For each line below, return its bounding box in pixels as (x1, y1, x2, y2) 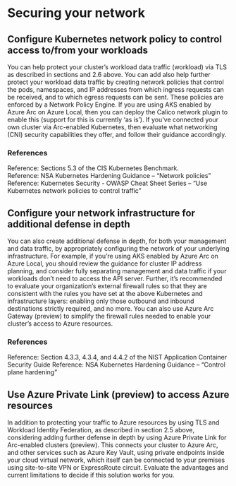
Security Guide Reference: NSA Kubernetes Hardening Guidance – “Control (7, 360, 225, 369)
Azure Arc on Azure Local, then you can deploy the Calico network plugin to (7, 108, 228, 116)
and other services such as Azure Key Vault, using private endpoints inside (7, 449, 225, 457)
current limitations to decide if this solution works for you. (7, 471, 175, 480)
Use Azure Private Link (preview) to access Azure (7, 389, 230, 401)
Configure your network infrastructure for (7, 207, 196, 219)
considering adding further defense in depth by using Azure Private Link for (7, 433, 227, 442)
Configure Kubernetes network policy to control (7, 33, 223, 45)
